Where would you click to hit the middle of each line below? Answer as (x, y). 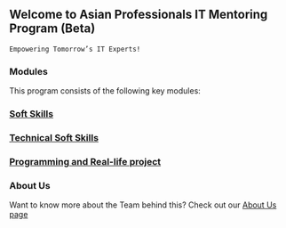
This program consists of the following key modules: (105, 91)
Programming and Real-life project (85, 161)
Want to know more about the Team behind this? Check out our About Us (143, 205)
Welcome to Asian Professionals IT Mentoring (139, 15)
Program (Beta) (52, 29)
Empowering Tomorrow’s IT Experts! (75, 49)
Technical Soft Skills (54, 137)
